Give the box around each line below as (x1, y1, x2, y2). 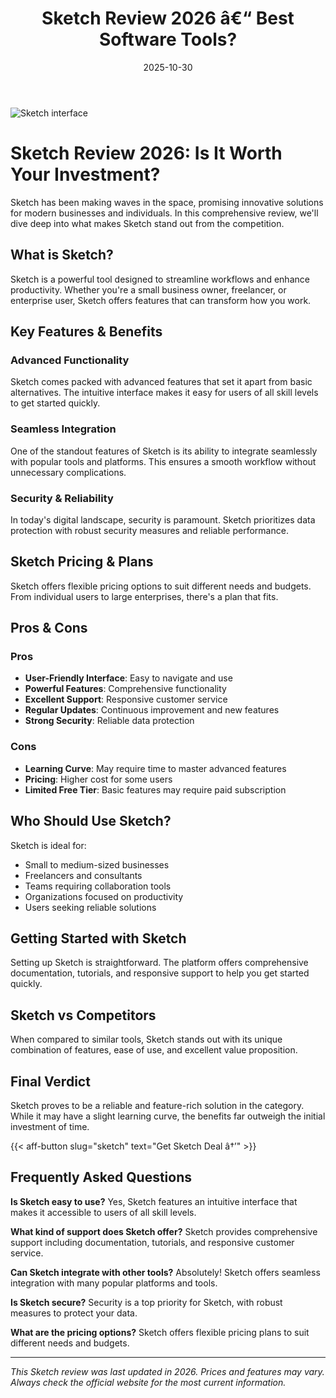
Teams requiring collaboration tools (24, 880, 172, 892)
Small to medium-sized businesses (24, 858, 170, 871)
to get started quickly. (10, 397, 101, 409)
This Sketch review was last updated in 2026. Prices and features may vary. (10, 1365, 325, 1377)
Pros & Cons (10, 620, 88, 637)
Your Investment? (10, 163, 161, 186)
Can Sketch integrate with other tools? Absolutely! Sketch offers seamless (10, 1266, 321, 1278)
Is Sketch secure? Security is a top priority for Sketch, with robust (10, 1296, 283, 1308)
